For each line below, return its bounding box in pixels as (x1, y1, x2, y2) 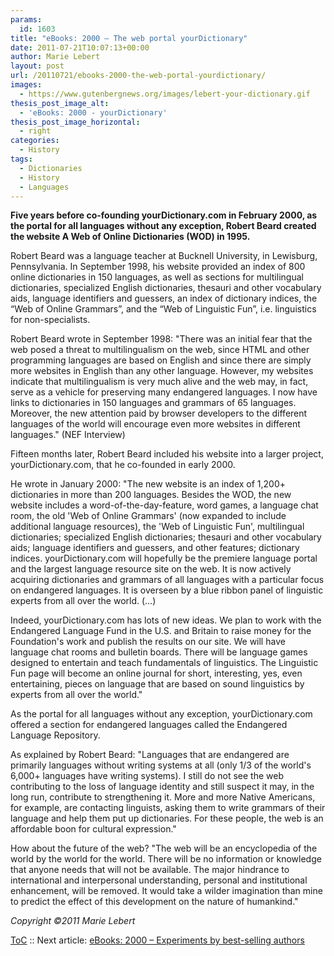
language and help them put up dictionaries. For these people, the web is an (10, 812, 324, 825)
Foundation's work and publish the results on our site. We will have (10, 636, 286, 648)
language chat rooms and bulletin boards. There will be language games (10, 646, 308, 658)
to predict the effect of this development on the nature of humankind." (10, 896, 299, 908)
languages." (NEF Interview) (10, 429, 126, 441)
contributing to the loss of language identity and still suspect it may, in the (10, 781, 315, 793)
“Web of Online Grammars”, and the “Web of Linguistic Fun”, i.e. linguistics (10, 303, 317, 315)
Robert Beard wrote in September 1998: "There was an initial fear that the (10, 333, 313, 345)
